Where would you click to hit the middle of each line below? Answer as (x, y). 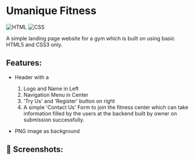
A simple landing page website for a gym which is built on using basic (91, 38)
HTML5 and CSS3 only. (34, 45)
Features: (24, 63)
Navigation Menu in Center (56, 94)
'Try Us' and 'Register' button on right (69, 101)
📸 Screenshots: (35, 150)
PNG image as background (47, 131)
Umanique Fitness (51, 11)
